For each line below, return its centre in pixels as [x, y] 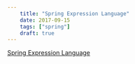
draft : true [37, 33]
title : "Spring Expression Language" [75, 14]
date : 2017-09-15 [45, 20]
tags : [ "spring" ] [45, 26]
